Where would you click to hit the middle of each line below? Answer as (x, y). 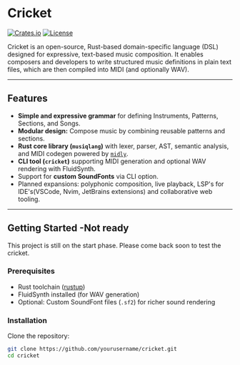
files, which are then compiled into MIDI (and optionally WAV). (98, 69)
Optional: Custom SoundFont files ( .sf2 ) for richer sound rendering (116, 302)
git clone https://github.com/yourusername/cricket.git (92, 349)
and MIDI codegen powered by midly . (73, 153)
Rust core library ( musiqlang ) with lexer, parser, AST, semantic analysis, (123, 146)
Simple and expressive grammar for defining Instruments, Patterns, (118, 115)
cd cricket (24, 356)
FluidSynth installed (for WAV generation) (79, 294)
